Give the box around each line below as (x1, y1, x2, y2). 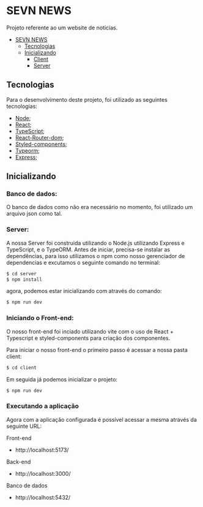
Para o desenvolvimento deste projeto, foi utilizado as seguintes (6, 96, 168, 103)
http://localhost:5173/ (15, 446, 69, 454)
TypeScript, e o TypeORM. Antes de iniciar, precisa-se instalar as (6, 246, 171, 253)
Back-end (6, 458, 31, 465)
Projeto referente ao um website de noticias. (6, 24, 118, 31)
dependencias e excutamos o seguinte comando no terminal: (6, 259, 160, 266)
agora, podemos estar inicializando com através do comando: (6, 288, 162, 295)
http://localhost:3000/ (15, 470, 71, 477)
